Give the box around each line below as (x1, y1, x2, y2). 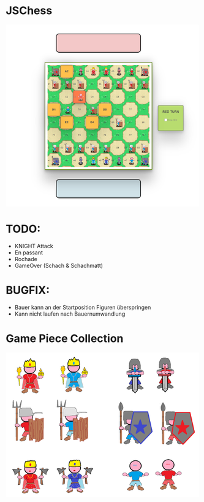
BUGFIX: (6, 283, 50, 297)
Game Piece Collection (6, 332, 124, 346)
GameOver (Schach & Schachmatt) (14, 262, 104, 269)
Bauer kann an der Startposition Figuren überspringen (14, 303, 151, 311)
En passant (14, 249, 43, 256)
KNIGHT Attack (14, 243, 53, 249)
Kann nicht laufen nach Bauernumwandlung (14, 310, 126, 318)
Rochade (14, 256, 37, 262)
